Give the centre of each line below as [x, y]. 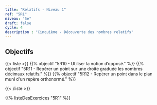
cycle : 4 [14, 28]
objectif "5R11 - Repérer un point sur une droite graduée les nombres [74, 69]
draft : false [18, 23]
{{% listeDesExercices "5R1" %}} [38, 98]
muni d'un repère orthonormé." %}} [41, 79]
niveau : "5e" [18, 18]
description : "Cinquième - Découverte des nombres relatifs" [69, 32]
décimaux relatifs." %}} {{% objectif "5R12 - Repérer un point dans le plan [79, 74]
